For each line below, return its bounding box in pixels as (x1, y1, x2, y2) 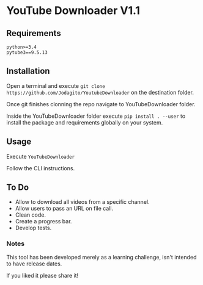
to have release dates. (6, 260, 62, 267)
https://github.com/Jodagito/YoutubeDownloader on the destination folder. (6, 88, 194, 96)
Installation (6, 66, 50, 76)
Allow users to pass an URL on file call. (15, 205, 114, 212)
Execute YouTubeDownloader (6, 153, 75, 160)
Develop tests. (15, 224, 52, 232)
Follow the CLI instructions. (6, 164, 75, 171)
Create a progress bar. (15, 218, 72, 225)
